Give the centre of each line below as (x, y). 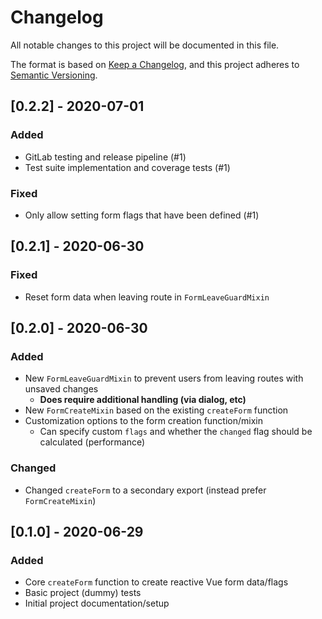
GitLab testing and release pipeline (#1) (105, 157)
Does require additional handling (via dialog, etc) (143, 400)
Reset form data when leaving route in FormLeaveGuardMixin (147, 297)
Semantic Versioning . (54, 75)
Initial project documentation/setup (97, 603)
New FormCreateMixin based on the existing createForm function (156, 410)
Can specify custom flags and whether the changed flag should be (176, 432)
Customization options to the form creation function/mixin (144, 421)
